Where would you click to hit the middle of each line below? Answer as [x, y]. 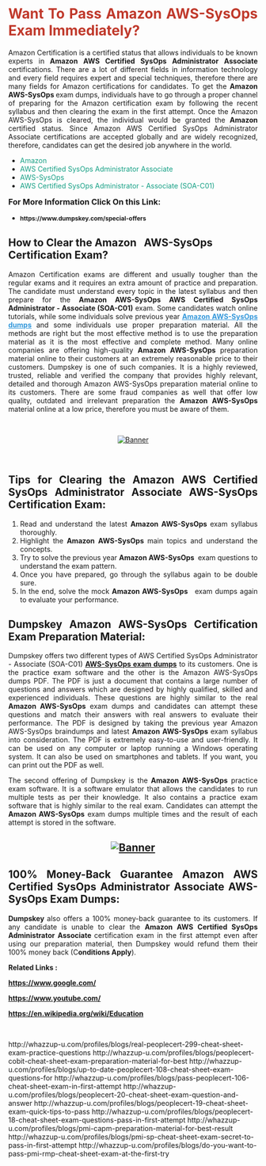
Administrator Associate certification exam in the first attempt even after [133, 935]
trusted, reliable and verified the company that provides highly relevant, [133, 375]
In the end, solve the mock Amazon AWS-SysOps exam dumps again [139, 591]
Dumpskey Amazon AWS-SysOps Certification [133, 624]
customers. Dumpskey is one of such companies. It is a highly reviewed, [133, 367]
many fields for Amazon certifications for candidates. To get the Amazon [133, 86]
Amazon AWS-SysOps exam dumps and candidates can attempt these [133, 707]
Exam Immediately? [74, 30]
